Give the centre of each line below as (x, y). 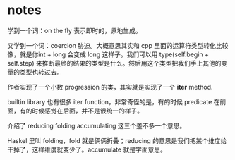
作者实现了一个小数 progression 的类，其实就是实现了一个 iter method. (110, 87)
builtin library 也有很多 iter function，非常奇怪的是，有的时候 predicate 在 (114, 101)
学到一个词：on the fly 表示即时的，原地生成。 (75, 30)
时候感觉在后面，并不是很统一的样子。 (87, 111)
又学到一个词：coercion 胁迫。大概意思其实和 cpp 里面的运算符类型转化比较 (118, 45)
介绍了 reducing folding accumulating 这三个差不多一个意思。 (97, 125)
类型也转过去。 (41, 72)
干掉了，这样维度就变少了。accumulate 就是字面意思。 (87, 149)
